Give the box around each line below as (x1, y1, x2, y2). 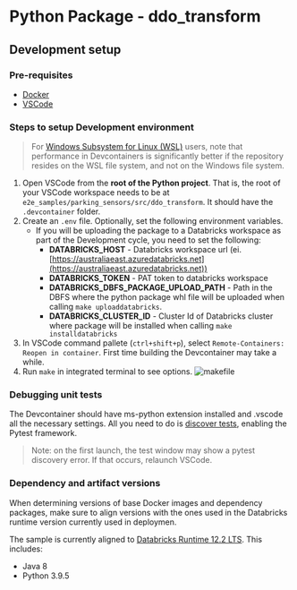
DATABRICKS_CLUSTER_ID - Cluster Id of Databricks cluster (48, 311, 274, 321)
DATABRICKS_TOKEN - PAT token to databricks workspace (48, 273, 268, 284)
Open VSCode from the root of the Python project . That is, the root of (21, 177, 281, 189)
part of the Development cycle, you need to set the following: (35, 235, 261, 245)
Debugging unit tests (9, 389, 103, 401)
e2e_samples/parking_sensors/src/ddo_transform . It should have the (21, 197, 274, 208)
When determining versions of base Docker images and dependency (9, 497, 263, 508)
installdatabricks (48, 329, 118, 339)
